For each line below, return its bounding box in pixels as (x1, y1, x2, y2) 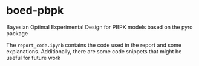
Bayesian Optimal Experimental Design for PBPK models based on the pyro (6, 23, 193, 31)
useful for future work (6, 54, 61, 61)
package (6, 29, 28, 37)
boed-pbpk (6, 4, 64, 17)
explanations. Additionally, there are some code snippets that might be (6, 47, 182, 55)
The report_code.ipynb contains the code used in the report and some (6, 41, 182, 49)
